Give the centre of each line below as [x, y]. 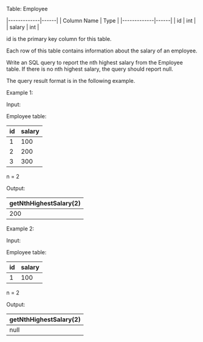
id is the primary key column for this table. [59, 39]
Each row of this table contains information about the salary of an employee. [102, 51]
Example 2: [20, 229]
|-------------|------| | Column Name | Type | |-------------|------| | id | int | [101, 20]
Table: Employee [27, 9]
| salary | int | [23, 27]
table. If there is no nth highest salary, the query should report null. [90, 69]
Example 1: [20, 93]
